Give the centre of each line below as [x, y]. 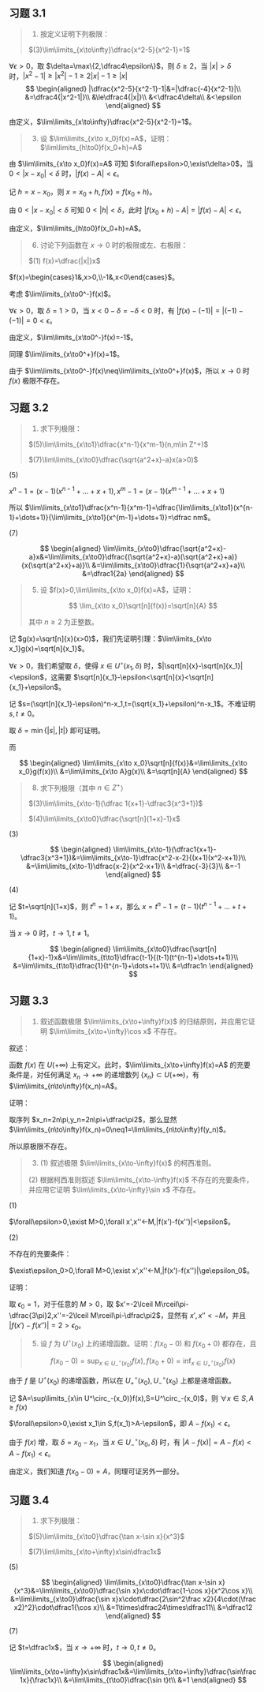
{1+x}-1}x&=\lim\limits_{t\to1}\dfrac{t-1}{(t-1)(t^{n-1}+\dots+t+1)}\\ [133, 957]
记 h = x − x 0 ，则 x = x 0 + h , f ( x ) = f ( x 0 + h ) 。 [83, 193]
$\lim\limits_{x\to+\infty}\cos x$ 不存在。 [115, 1031]
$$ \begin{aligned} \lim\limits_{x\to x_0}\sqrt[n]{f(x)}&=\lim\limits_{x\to [133, 762]
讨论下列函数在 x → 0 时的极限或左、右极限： [114, 245]
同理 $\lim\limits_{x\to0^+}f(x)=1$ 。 [67, 354]
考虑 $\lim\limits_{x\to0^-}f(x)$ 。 [62, 294]
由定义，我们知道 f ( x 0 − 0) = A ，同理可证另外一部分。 [96, 1472]
